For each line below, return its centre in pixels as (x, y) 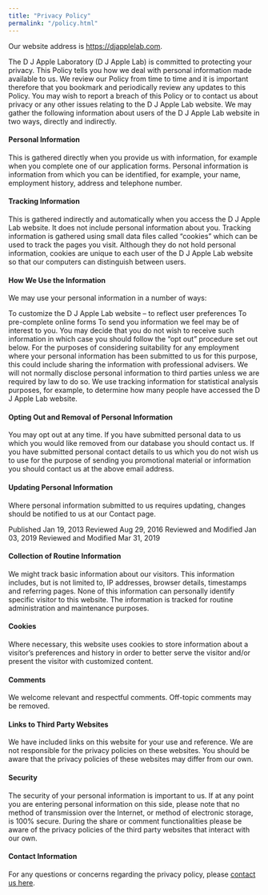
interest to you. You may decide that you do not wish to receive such (121, 330)
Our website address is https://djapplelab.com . (85, 46)
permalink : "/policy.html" (53, 23)
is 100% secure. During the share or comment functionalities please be (125, 821)
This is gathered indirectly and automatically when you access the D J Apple (134, 219)
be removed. (29, 706)
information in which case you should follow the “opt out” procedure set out (133, 339)
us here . (22, 882)
